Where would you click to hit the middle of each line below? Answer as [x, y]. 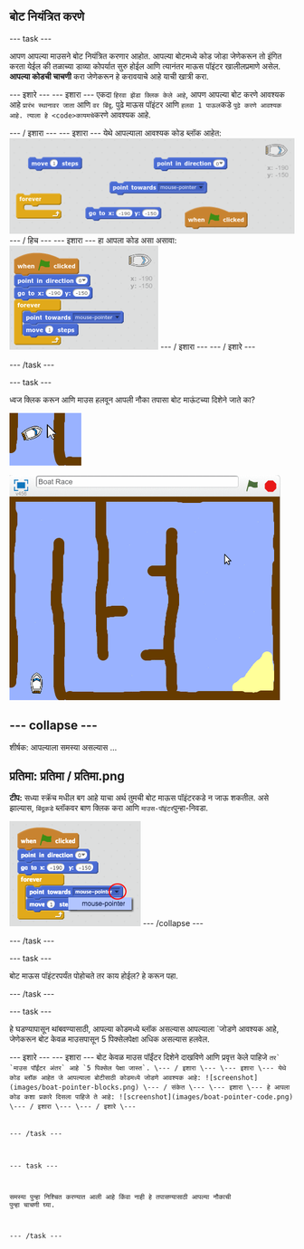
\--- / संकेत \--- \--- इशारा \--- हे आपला [217, 1088]
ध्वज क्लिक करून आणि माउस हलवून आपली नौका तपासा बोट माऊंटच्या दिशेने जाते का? [133, 400]
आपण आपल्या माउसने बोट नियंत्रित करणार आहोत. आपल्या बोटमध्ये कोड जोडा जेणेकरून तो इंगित [146, 56]
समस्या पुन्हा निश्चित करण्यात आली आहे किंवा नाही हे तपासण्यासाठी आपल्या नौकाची [120, 1197]
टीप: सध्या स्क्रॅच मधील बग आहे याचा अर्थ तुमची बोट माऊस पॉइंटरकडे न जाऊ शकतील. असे [139, 798]
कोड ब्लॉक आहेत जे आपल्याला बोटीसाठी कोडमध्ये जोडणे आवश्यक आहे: [105, 1078]
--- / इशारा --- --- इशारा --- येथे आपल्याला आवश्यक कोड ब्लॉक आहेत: [115, 133]
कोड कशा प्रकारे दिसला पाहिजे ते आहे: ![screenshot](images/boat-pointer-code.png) [152, 1097]
